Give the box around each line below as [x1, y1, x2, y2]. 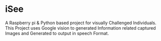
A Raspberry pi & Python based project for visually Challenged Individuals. [5, 20, 157, 26]
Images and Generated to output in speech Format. [5, 30, 109, 36]
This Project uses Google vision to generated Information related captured [5, 25, 156, 31]
